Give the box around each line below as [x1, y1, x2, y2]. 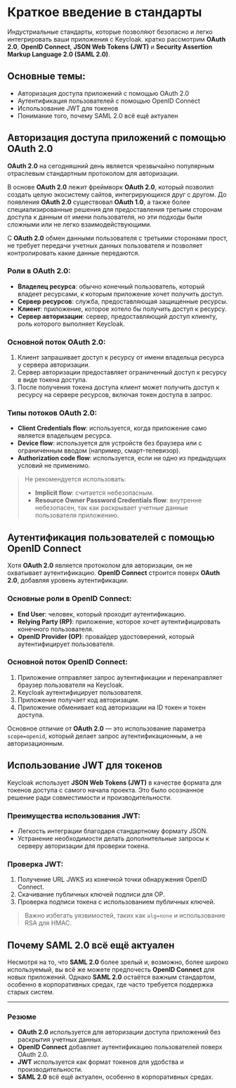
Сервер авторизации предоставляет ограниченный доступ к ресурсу [17, 368, 227, 377]
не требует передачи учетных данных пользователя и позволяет [7, 241, 203, 250]
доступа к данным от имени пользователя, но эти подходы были [7, 213, 202, 221]
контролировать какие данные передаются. [7, 248, 140, 257]
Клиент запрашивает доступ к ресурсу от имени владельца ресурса [17, 353, 225, 362]
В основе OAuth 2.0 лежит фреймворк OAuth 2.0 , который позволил [7, 182, 214, 191]
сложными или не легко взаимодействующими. [7, 220, 152, 229]
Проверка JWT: [7, 859, 64, 869]
